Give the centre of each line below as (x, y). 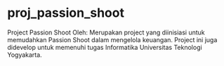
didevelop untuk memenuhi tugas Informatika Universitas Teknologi (105, 47)
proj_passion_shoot (66, 13)
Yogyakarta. (25, 55)
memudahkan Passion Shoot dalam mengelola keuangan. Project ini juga (112, 39)
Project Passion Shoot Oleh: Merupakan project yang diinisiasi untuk (106, 32)
